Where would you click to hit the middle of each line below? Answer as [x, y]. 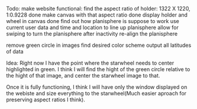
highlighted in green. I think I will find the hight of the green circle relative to [98, 69]
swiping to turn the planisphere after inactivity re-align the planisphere [92, 34]
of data [15, 52]
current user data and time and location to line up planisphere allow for [93, 27]
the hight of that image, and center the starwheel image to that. [83, 76]
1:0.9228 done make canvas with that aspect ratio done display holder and [97, 15]
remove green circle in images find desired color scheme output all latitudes [99, 45]
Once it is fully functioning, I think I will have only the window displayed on [97, 87]
